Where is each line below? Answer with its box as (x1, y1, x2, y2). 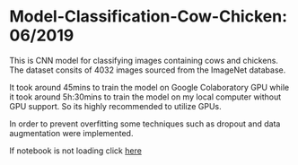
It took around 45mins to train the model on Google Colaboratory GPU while (9, 82, 290, 92)
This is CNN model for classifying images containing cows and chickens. (9, 55, 278, 65)
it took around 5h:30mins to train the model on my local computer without (9, 91, 282, 102)
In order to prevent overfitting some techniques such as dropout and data (9, 118, 281, 129)
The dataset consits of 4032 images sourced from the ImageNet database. (9, 65, 286, 75)
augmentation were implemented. (9, 127, 134, 138)
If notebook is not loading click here (9, 145, 142, 156)
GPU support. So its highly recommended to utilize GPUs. (9, 100, 222, 111)
